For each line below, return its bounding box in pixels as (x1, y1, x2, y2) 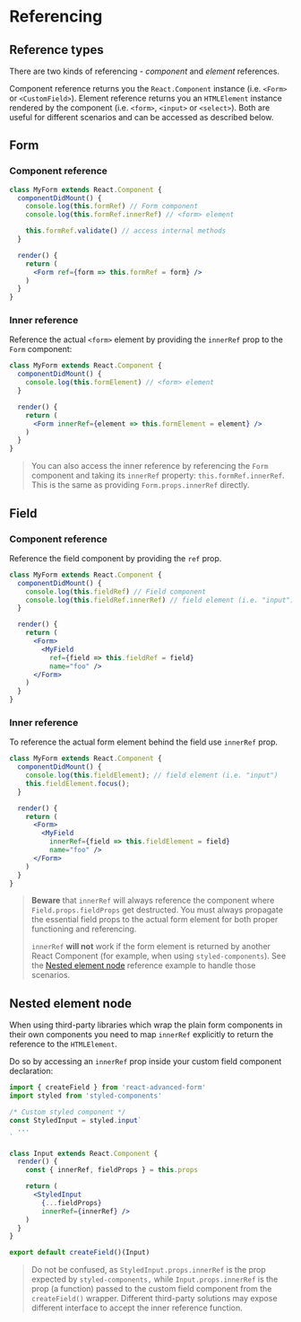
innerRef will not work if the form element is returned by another (30, 941, 271, 952)
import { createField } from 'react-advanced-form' (9, 1083, 206, 1092)
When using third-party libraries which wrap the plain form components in (9, 1019, 283, 1030)
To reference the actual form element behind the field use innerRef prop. (9, 736, 279, 747)
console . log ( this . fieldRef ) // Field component (25, 586, 206, 596)
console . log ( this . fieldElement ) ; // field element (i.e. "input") (25, 771, 279, 780)
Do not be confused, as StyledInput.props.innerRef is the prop (30, 1265, 266, 1275)
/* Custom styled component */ (9, 1107, 126, 1117)
